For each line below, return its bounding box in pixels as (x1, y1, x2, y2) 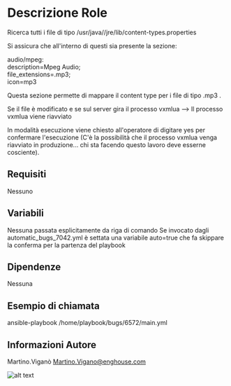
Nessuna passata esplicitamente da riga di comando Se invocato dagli (7, 226, 209, 234)
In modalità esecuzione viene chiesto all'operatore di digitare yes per (7, 125, 206, 134)
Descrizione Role (7, 5, 108, 21)
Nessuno (7, 187, 33, 195)
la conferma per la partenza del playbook (7, 240, 126, 249)
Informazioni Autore (7, 338, 96, 351)
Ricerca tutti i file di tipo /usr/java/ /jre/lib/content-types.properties (7, 28, 197, 36)
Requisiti (7, 168, 47, 180)
